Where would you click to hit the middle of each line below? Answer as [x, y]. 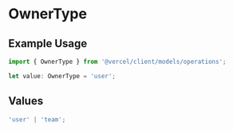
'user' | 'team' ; [37, 119]
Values [26, 101]
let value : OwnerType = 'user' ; [62, 76]
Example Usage [48, 44]
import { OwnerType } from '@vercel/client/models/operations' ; [117, 62]
